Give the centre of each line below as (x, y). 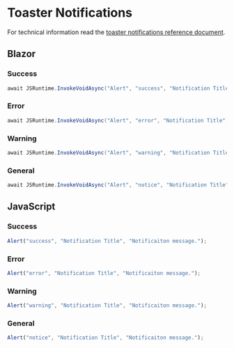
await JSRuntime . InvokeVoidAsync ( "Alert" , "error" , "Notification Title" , (118, 120)
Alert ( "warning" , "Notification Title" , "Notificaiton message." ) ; (107, 306)
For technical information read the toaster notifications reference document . (116, 32)
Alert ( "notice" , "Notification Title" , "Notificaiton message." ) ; (106, 338)
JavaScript (31, 207)
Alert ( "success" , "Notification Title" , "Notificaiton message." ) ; (107, 241)
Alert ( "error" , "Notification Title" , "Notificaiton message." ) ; (104, 273)
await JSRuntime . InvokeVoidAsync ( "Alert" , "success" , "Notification (109, 88)
